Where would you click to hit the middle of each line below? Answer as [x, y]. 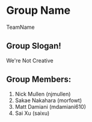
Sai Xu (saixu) [32, 113]
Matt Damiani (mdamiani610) [50, 106]
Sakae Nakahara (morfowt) [48, 100]
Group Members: [39, 80]
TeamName [20, 27]
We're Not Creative [30, 60]
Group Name [38, 11]
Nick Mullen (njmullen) [43, 94]
